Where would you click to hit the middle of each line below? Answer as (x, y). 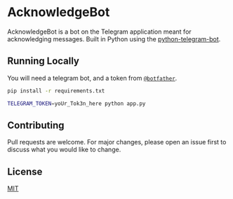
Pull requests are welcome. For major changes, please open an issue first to (117, 142)
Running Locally (43, 61)
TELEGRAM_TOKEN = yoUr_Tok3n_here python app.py (76, 103)
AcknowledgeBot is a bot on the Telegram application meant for (99, 32)
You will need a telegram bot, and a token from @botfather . (92, 78)
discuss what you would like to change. (64, 150)
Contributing (36, 125)
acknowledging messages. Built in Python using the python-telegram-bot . (114, 39)
